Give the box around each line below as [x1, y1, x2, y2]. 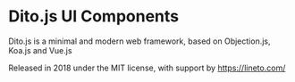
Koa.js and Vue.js [8, 45, 72, 55]
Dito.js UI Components [8, 6, 180, 27]
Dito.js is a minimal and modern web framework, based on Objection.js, [8, 36, 271, 46]
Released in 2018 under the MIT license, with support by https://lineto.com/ [8, 62, 286, 73]
